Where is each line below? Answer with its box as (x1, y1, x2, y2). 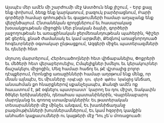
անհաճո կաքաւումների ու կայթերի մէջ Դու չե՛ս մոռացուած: (5, 113, 142, 118)
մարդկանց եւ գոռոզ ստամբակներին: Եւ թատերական (5, 97, 128, 102)
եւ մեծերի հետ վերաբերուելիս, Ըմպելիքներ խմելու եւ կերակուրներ (5, 61, 158, 66)
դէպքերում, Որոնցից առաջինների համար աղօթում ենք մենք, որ (5, 71, 151, 76)
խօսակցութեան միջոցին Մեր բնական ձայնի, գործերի (5, 25, 128, 31)
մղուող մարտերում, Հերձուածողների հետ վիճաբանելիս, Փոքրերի (5, 55, 155, 61)
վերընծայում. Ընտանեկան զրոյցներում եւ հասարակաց (5, 20, 132, 25)
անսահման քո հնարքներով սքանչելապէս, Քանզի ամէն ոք (5, 81, 138, 87)
